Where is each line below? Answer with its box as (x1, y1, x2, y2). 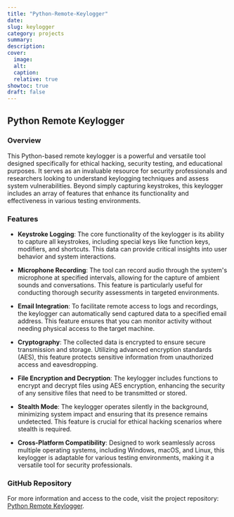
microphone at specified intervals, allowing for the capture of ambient (17, 273, 220, 282)
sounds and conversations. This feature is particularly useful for (17, 281, 203, 289)
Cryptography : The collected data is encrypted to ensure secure (17, 338, 206, 346)
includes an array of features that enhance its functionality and (7, 189, 190, 197)
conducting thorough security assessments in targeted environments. (17, 289, 219, 297)
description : (7, 43, 46, 50)
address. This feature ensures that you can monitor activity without (17, 317, 212, 325)
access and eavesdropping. (17, 360, 98, 369)
